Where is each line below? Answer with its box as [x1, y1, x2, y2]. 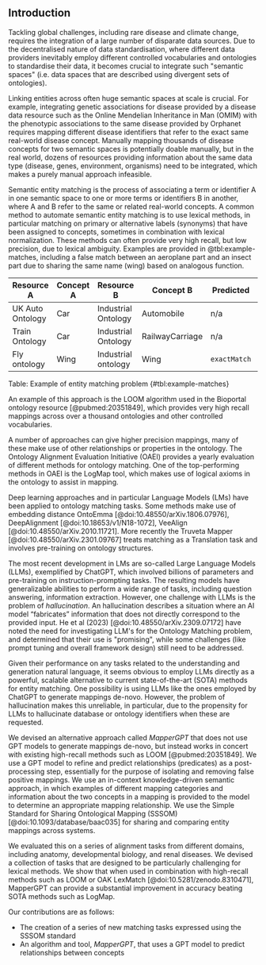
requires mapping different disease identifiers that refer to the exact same [8, 127, 249, 137]
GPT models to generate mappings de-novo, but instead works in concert [8, 741, 249, 751]
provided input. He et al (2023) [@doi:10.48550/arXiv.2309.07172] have [8, 617, 241, 627]
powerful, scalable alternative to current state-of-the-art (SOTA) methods [8, 675, 248, 685]
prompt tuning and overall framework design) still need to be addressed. [8, 643, 245, 652]
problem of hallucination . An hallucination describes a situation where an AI [8, 600, 255, 610]
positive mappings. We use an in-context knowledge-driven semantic [8, 774, 235, 785]
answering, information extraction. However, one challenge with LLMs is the [8, 592, 256, 602]
